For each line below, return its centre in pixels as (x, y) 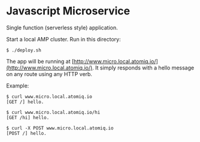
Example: (18, 86)
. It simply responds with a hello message (143, 68)
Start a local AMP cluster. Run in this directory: (63, 39)
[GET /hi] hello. (28, 117)
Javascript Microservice (68, 11)
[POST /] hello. (26, 133)
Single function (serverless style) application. (62, 28)
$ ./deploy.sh (24, 50)
